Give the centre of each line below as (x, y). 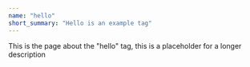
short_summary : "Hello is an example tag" (80, 23)
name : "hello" (32, 16)
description (27, 54)
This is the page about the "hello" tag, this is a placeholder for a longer (125, 45)
